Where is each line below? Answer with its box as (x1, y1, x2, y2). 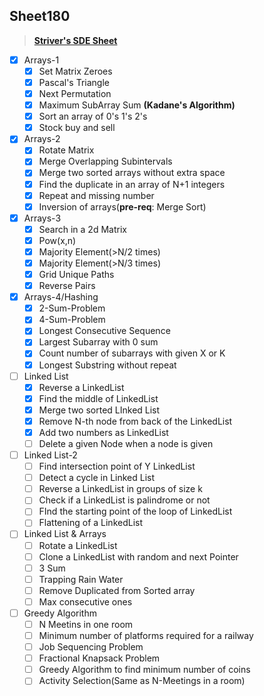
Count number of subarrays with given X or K (38, 347, 226, 359)
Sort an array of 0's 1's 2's (38, 110, 148, 123)
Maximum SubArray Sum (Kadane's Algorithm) (38, 99, 236, 111)
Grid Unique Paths (38, 269, 115, 280)
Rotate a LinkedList (38, 539, 118, 551)
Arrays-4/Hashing (23, 291, 99, 303)
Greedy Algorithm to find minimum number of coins (38, 664, 251, 676)
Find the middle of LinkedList (38, 392, 159, 404)
